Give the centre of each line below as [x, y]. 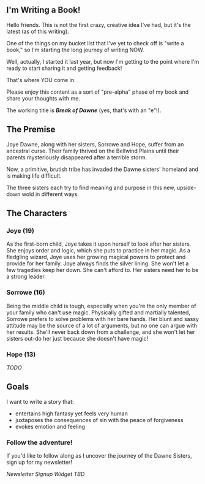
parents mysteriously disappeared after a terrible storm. [77, 157]
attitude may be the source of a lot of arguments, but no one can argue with [102, 325]
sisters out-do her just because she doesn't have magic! [77, 338]
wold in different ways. [50, 194]
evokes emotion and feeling [50, 426]
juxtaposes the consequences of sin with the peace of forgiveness [99, 420]
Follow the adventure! [39, 442]
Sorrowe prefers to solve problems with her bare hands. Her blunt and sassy [102, 319]
